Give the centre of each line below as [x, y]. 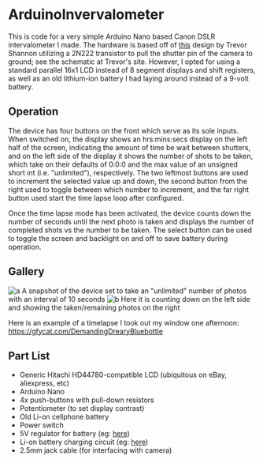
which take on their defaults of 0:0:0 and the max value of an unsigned [123, 164]
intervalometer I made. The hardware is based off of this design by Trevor [128, 44]
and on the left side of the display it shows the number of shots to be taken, [131, 156]
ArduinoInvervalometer [86, 15]
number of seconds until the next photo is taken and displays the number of [131, 221]
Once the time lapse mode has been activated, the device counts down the [130, 213]
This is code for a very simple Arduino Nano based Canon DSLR [112, 36]
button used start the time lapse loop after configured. [96, 198]
